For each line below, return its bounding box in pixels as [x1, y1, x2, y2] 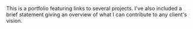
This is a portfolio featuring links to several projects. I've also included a [6, 5, 182, 12]
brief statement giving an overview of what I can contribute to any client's [6, 11, 188, 18]
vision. [6, 17, 23, 24]
